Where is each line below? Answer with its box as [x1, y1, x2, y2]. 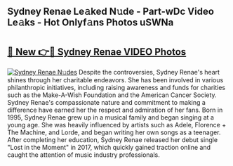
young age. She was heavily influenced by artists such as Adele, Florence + [7, 121, 227, 129]
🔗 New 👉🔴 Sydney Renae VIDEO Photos [7, 46, 187, 58]
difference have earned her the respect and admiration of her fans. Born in [7, 106, 223, 114]
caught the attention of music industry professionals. [7, 151, 160, 159]
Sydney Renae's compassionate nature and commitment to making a [7, 98, 206, 106]
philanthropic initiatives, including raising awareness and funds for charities [7, 84, 226, 91]
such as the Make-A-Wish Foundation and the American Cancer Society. [7, 91, 217, 99]
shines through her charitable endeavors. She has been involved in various [7, 76, 224, 84]
